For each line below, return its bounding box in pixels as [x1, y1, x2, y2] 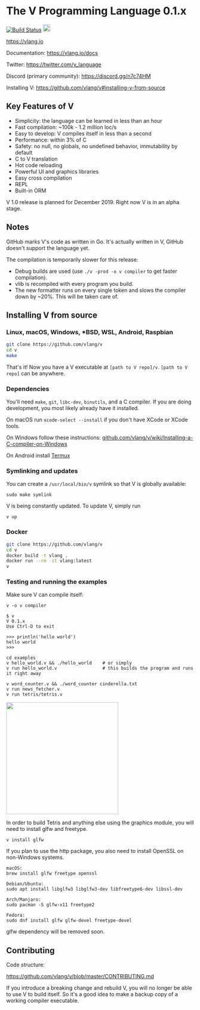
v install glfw [6, 837, 44, 843]
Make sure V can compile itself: [6, 591, 84, 598]
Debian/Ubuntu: [6, 881, 44, 887]
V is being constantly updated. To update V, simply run [6, 503, 141, 510]
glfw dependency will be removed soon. [6, 928, 105, 935]
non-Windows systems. [6, 854, 64, 861]
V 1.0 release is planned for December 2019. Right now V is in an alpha [6, 198, 180, 205]
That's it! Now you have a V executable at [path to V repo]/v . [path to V [6, 363, 188, 371]
